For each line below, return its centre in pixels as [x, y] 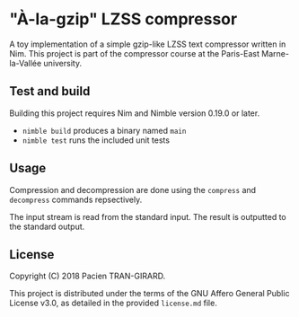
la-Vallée [26, 63]
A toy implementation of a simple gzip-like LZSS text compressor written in [148, 44]
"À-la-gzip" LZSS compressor [123, 19]
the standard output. [47, 226]
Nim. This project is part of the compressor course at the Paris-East [135, 53]
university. [63, 63]
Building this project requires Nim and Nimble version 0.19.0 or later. [135, 113]
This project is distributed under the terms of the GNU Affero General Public [149, 294]
